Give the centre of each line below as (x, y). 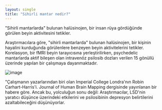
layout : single (20, 9)
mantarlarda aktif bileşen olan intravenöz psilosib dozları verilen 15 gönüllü (80, 58)
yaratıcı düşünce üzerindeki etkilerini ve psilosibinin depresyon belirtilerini (79, 97)
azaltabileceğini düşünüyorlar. (35, 102)
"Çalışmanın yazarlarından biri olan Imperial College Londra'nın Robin (74, 82)
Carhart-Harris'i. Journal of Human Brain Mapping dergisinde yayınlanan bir (81, 87)
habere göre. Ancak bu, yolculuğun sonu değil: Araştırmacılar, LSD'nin (75, 92)
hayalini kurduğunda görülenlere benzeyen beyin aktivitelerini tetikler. (75, 47)
